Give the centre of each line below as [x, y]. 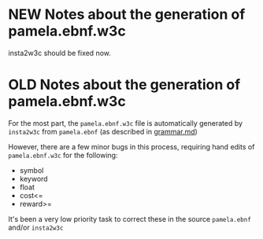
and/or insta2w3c [36, 227]
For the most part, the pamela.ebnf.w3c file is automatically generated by [125, 123]
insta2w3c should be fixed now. [60, 53]
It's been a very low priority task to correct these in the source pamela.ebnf [130, 219]
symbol [31, 170]
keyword [34, 178]
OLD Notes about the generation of [124, 85]
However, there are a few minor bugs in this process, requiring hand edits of [131, 146]
